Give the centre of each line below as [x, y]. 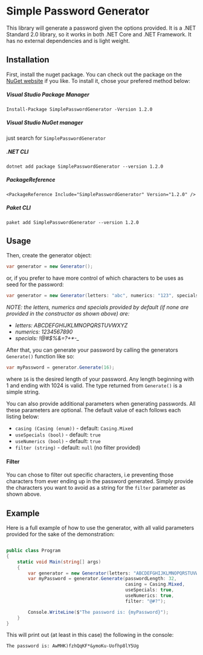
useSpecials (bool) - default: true [58, 435]
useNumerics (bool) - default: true [58, 441]
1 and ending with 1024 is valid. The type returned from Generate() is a [94, 386]
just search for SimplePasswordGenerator [56, 138]
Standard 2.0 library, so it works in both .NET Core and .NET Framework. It [99, 34]
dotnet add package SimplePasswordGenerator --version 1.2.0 [85, 166]
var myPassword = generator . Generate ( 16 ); [60, 367]
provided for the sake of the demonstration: [60, 535]
